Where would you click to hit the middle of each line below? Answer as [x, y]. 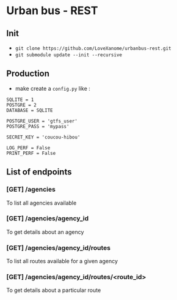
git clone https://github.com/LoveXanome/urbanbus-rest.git [93, 48]
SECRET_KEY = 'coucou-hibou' [43, 137]
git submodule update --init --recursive [68, 55]
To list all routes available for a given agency [62, 261]
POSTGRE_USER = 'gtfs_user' [42, 121]
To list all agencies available [42, 203]
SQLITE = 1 [20, 99]
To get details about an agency [45, 232]
